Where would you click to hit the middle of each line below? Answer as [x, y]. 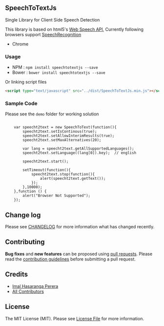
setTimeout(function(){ [47, 170]
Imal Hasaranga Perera [35, 286]
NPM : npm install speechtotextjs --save [55, 67]
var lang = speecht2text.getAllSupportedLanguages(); [78, 149]
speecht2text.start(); [46, 162]
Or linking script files [26, 82]
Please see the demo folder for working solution [52, 114]
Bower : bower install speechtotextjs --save [59, 72]
